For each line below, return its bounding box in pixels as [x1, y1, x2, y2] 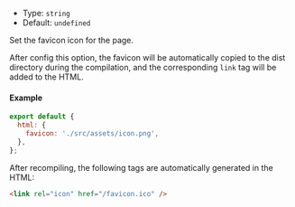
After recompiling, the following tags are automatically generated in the [9, 162, 273, 173]
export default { [9, 112, 75, 121]
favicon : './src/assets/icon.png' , [25, 128, 160, 138]
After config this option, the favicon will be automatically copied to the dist [9, 52, 286, 62]
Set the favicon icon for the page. [9, 35, 134, 45]
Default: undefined [22, 17, 91, 28]
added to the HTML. [9, 71, 84, 82]
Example [9, 92, 43, 103]
